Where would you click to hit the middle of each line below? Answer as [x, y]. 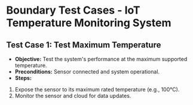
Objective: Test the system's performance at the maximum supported [101, 59]
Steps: [23, 78]
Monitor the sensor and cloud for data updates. [73, 96]
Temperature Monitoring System [89, 23]
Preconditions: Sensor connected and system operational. [87, 71]
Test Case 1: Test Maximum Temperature [84, 45]
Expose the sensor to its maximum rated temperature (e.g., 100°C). [97, 89]
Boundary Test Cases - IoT [73, 10]
